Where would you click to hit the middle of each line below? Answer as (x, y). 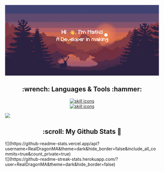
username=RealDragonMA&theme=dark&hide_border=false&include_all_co (81, 149)
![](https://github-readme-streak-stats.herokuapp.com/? (61, 159)
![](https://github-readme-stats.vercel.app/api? (52, 143)
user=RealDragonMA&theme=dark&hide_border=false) (60, 164)
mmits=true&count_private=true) (38, 154)
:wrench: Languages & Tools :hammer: (82, 89)
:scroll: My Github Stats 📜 (82, 132)
